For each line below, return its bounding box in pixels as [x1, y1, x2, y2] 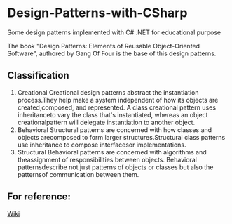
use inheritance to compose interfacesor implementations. [17, 140, 187, 149]
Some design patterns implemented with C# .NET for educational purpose [7, 28, 221, 37]
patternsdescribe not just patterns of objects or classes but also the [17, 163, 214, 171]
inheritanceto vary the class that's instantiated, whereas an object [17, 110, 208, 119]
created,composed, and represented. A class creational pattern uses [17, 103, 216, 112]
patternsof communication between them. [17, 170, 139, 178]
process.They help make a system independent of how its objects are [17, 95, 219, 104]
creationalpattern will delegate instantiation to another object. [17, 118, 196, 126]
